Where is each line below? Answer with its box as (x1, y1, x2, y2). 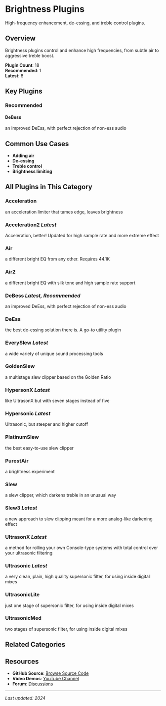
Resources (5, 657, 39, 665)
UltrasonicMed (5, 615, 42, 622)
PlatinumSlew (5, 434, 39, 441)
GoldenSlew (5, 363, 35, 370)
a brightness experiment (5, 469, 55, 475)
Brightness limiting (12, 168, 52, 174)
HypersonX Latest (5, 386, 50, 393)
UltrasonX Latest (5, 533, 47, 540)
